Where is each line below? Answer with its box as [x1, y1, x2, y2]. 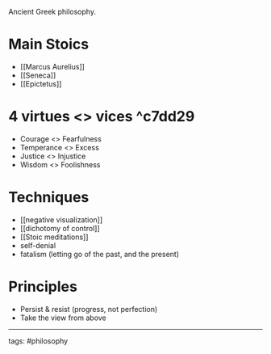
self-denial [19, 240, 56, 250]
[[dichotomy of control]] [19, 223, 100, 233]
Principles [8, 278, 78, 296]
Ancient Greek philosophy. [8, 7, 97, 16]
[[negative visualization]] [19, 214, 103, 225]
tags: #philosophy [8, 335, 69, 346]
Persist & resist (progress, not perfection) [19, 304, 158, 314]
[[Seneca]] [19, 70, 56, 80]
